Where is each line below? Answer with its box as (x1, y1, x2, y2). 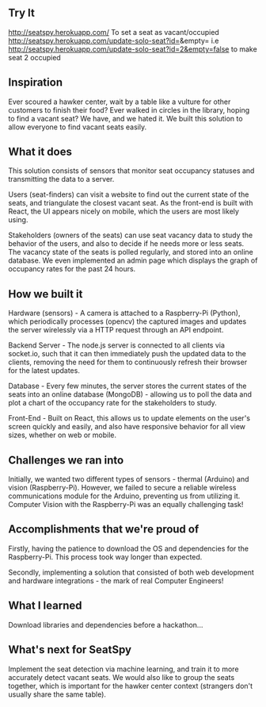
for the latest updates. (8, 366, 81, 375)
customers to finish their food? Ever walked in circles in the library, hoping (8, 105, 250, 114)
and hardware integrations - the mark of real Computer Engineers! (8, 575, 224, 586)
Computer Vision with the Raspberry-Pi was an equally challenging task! (8, 500, 244, 509)
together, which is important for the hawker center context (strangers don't (8, 681, 253, 690)
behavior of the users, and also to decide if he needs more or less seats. (8, 239, 245, 248)
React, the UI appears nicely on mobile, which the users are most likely (8, 206, 240, 217)
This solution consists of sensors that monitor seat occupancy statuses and (8, 166, 255, 175)
